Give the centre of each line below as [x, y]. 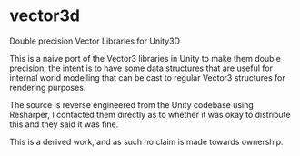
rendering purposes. [48, 87]
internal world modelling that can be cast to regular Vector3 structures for [148, 77]
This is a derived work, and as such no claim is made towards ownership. [146, 141]
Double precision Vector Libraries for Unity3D [95, 41]
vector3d [45, 16]
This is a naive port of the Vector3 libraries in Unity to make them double [145, 58]
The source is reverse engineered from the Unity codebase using [132, 104]
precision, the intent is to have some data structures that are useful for [141, 68]
